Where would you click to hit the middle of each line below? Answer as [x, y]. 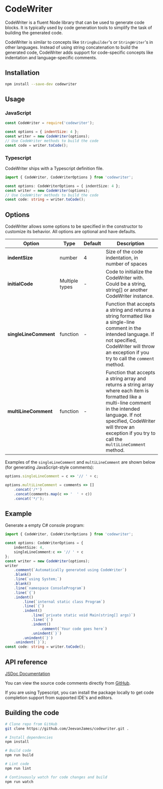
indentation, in [122, 258]
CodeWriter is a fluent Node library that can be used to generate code [75, 22]
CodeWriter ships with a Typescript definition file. [54, 168]
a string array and [126, 379]
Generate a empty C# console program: [45, 525]
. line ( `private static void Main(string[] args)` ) [83, 615]
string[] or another [127, 290]
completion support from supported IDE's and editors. [59, 698]
